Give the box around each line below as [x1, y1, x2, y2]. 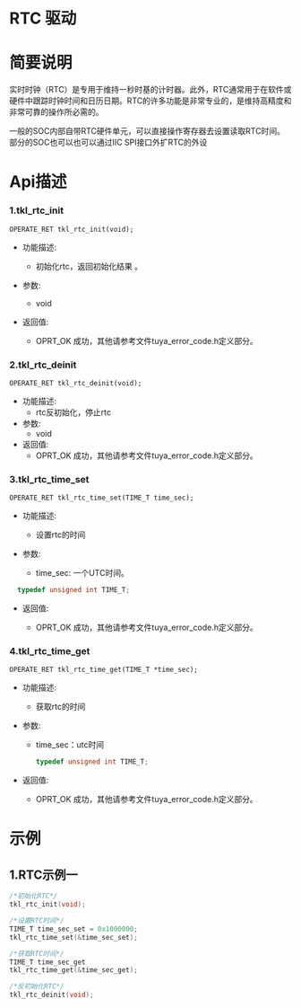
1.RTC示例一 [9, 867, 78, 882]
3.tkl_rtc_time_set [9, 473, 90, 485]
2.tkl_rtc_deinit [9, 358, 77, 371]
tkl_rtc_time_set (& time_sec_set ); [9, 933, 139, 942]
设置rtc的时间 [35, 529, 86, 540]
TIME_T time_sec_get [9, 958, 87, 967]
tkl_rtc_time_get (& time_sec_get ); [9, 966, 139, 975]
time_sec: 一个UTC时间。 [35, 568, 130, 579]
